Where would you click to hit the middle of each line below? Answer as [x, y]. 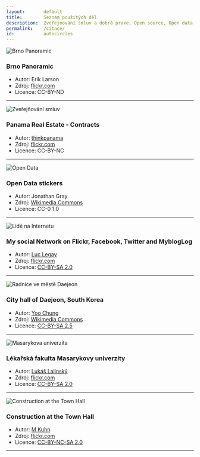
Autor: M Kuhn [32, 430]
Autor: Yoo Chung [37, 313]
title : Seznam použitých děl [51, 17]
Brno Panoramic [30, 66]
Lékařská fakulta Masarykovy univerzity [66, 358]
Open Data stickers [35, 183]
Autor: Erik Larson [37, 79]
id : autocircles [40, 34]
